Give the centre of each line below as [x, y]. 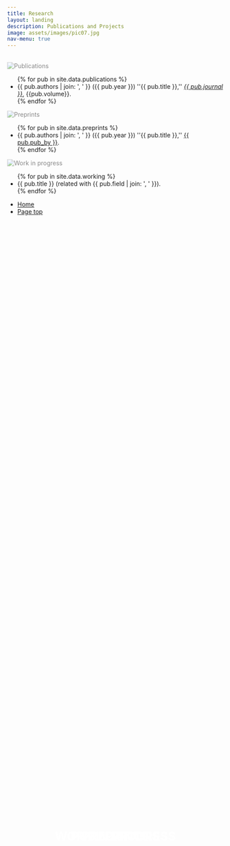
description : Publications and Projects [66, 26]
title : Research [30, 13]
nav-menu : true [29, 39]
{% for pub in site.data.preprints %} [68, 128]
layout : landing [30, 20]
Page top [30, 212]
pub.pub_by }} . [38, 142]
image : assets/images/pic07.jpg [53, 33]
